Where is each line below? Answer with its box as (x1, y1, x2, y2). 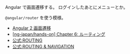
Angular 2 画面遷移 (12, 25, 51, 31)
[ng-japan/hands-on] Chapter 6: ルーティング (12, 31, 106, 37)
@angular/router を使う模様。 (5, 15, 66, 21)
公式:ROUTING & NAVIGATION (12, 44, 74, 49)
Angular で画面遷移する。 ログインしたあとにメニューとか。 (5, 4, 128, 10)
